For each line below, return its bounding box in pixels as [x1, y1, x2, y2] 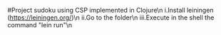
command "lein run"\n [7, 21, 73, 29]
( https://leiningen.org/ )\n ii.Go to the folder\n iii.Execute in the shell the [7, 13, 215, 22]
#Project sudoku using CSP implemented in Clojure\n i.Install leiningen [7, 6, 214, 14]
